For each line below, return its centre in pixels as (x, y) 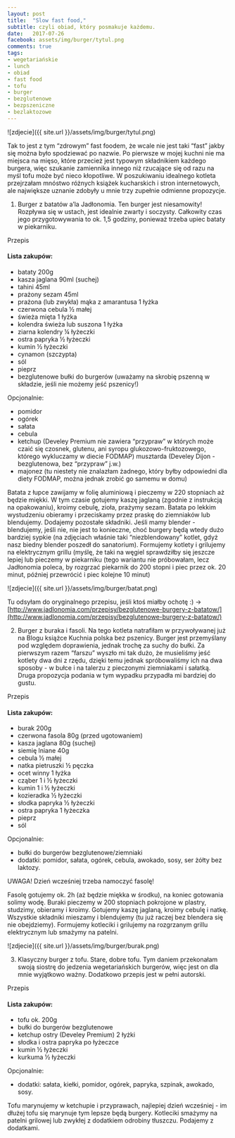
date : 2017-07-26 (36, 33)
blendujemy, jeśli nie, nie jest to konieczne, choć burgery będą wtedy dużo (115, 529)
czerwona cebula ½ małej (55, 309)
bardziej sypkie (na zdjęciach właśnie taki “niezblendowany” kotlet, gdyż (113, 537)
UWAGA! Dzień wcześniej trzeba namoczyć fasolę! (81, 881)
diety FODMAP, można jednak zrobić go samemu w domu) (102, 479)
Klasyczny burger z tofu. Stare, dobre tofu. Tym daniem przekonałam (118, 960)
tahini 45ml (34, 286)
